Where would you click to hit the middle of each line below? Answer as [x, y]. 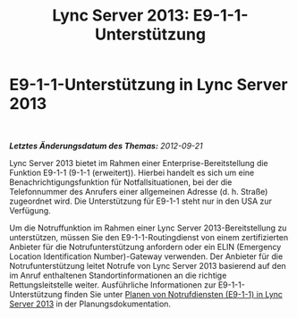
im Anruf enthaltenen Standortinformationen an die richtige [118, 275]
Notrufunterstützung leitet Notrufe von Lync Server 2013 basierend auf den [148, 265]
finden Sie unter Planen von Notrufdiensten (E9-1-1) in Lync [174, 294]
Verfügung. [30, 210]
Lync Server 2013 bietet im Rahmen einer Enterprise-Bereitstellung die [139, 163]
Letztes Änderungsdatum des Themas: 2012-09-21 [106, 146]
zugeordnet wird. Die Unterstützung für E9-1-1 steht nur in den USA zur [141, 201]
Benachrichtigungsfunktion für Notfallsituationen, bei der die [121, 182]
